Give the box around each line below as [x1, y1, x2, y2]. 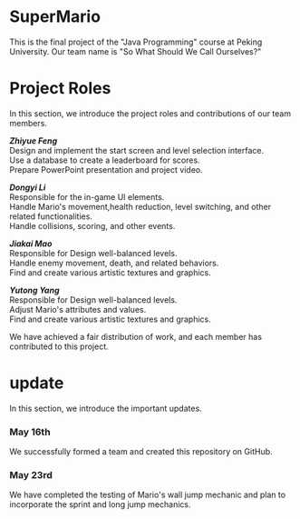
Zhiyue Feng [9, 135, 58, 146]
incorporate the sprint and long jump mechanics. [9, 499, 192, 510]
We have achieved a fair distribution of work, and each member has [9, 331, 263, 342]
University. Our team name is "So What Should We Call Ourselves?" [9, 45, 262, 56]
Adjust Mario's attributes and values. [9, 304, 147, 314]
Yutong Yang [9, 284, 60, 295]
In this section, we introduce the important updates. [9, 403, 202, 414]
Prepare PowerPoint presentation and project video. [9, 164, 203, 175]
